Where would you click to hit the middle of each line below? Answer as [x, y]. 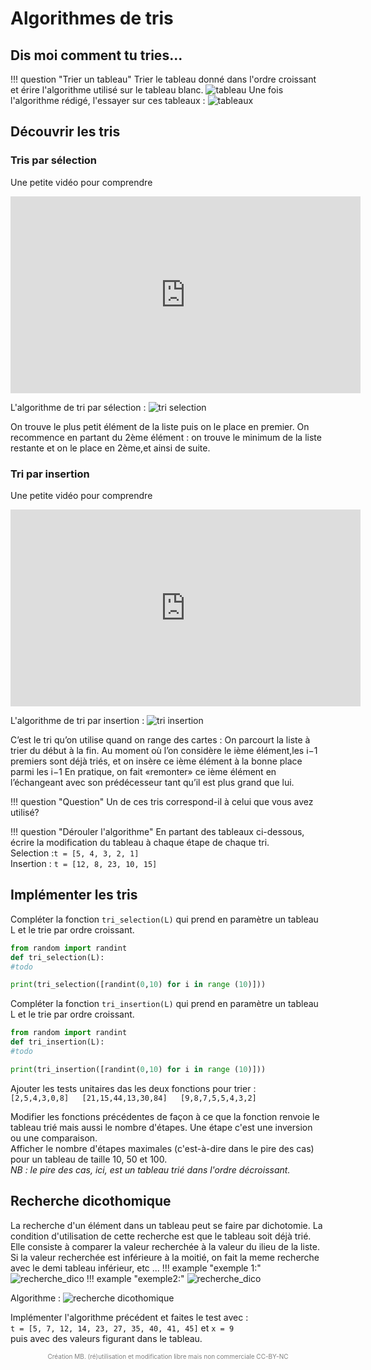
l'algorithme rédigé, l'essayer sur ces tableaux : [108, 100]
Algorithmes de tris [92, 18]
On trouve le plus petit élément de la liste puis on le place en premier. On [160, 426]
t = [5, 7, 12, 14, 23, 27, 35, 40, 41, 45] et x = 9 [122, 1328]
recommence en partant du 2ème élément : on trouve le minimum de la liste [166, 437]
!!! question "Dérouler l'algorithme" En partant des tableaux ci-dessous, [157, 831]
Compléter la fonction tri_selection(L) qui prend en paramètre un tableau [164, 919]
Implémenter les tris [74, 895]
